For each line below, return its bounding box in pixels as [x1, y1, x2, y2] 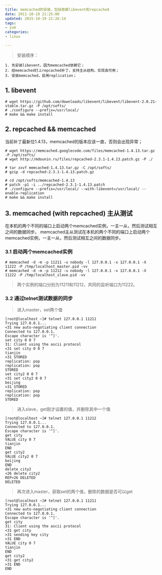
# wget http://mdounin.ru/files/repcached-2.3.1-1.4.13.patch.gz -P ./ [5, 157, 153, 161]
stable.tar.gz [5, 103, 34, 108]
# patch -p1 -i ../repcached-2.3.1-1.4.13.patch [5, 182, 105, 187]
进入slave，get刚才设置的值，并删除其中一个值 [16, 406, 111, 412]
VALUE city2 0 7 [5, 454, 38, 459]
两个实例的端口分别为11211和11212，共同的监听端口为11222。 [16, 282, 138, 287]
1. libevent [5, 86, 36, 95]
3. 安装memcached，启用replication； [5, 73, 77, 78]
